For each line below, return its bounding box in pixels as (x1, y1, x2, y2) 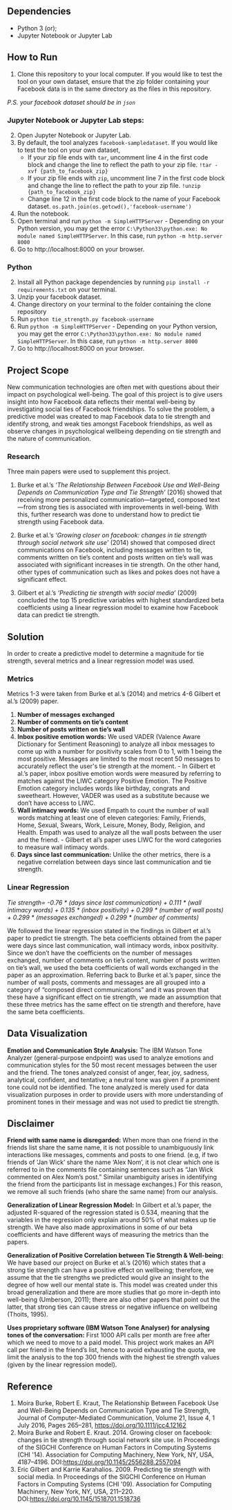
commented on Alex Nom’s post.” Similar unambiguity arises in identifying (7, 1173, 217, 1181)
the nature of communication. (7, 435, 92, 443)
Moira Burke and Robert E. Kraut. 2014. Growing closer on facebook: (17, 1428, 213, 1437)
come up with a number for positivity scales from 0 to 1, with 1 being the (17, 747, 222, 756)
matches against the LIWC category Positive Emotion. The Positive (17, 776, 207, 786)
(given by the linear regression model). (7, 1360, 117, 1369)
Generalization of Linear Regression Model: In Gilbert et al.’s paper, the (7, 1201, 212, 1209)
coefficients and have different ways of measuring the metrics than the (7, 1231, 209, 1239)
